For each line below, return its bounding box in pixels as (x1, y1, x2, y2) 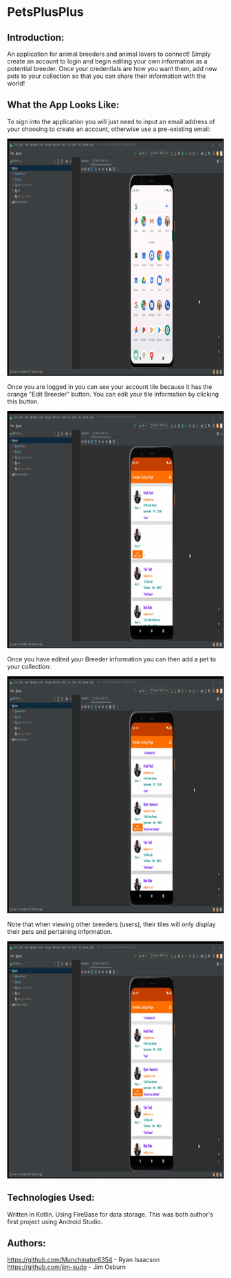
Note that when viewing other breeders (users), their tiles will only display (7, 920, 217, 928)
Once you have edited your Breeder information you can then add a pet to (7, 655, 217, 663)
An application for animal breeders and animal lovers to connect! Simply (7, 50, 211, 58)
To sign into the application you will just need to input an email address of (7, 117, 215, 126)
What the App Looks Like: (7, 99, 120, 111)
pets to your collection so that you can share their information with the (7, 72, 206, 80)
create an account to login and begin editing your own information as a (7, 57, 208, 66)
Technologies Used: (7, 1192, 95, 1204)
